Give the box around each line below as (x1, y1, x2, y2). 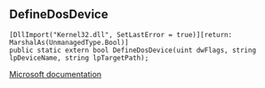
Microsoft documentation (9, 69, 102, 79)
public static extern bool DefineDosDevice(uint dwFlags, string (9, 46, 256, 55)
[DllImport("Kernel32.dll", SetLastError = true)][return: (9, 30, 233, 39)
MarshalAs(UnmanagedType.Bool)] (9, 38, 129, 47)
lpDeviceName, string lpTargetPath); (9, 53, 149, 62)
